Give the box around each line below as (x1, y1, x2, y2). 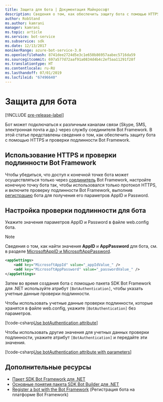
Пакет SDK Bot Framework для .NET (12, 376, 86, 382)
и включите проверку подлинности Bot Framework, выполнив (5, 187, 133, 193)
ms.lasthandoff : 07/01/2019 (5, 71, 62, 75)
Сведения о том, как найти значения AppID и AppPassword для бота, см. (5, 243, 158, 249)
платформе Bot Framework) (12, 391, 69, 397)
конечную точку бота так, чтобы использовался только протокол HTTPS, (5, 182, 157, 188)
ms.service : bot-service (5, 35, 55, 39)
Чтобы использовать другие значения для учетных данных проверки (5, 329, 149, 335)
